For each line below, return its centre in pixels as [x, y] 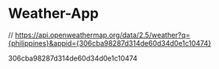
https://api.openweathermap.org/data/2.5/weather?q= [103, 35]
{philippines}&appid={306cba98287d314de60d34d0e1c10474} [110, 43]
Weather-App [54, 14]
